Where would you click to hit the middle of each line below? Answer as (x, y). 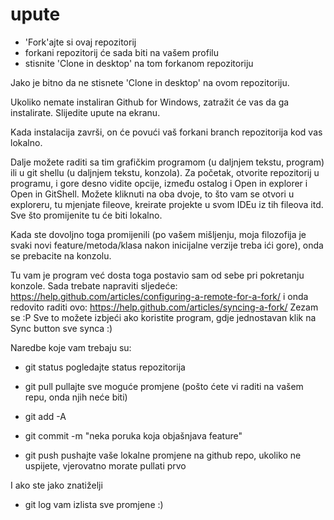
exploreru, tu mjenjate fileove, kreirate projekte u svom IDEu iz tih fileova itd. (167, 204)
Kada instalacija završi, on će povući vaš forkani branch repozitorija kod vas (166, 132)
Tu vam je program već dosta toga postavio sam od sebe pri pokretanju (157, 275)
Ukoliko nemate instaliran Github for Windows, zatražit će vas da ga (150, 102)
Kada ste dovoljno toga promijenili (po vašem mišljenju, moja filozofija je (158, 234)
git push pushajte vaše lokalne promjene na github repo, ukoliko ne (163, 455)
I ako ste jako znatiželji (56, 485)
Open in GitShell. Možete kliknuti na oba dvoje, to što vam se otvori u (152, 194)
